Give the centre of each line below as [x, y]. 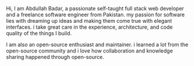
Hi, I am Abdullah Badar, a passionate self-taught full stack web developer [95, 8]
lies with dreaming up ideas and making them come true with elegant [89, 21]
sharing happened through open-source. [55, 57]
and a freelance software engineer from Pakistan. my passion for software [96, 15]
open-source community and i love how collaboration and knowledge [90, 51]
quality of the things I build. [39, 33]
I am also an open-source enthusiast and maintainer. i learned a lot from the [97, 44]
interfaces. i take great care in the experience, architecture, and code [89, 27]
